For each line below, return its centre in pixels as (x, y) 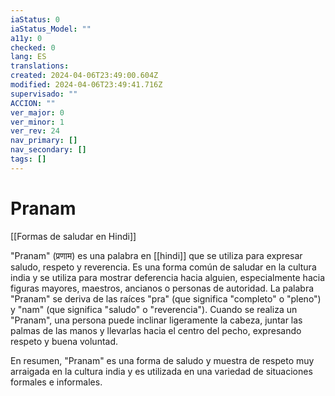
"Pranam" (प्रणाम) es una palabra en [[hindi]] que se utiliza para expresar (156, 255)
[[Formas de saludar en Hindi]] (73, 236)
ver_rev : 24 (35, 131)
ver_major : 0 (37, 112)
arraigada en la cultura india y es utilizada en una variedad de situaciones (161, 371)
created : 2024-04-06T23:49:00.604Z (84, 76)
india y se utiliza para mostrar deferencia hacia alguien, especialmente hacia (168, 277)
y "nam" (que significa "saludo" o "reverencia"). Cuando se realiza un (154, 309)
